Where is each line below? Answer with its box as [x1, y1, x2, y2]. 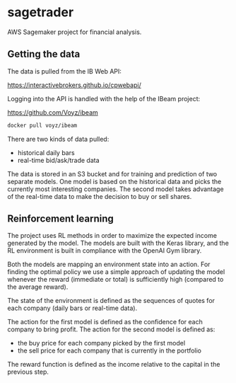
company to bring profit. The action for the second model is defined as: [7, 325, 216, 333]
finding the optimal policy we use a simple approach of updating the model [7, 268, 225, 276]
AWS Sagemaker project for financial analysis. [7, 28, 142, 36]
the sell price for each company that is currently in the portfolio [17, 346, 201, 355]
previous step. [7, 367, 49, 376]
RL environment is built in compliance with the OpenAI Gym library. [7, 246, 202, 255]
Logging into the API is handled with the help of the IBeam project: [7, 94, 200, 103]
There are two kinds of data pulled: [7, 135, 110, 143]
